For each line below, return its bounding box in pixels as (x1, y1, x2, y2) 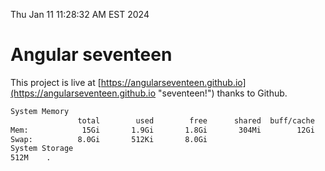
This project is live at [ (10, 76, 102, 88)
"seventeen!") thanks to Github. (157, 87, 288, 99)
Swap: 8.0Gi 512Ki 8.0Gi (10, 134, 208, 144)
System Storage (10, 144, 74, 154)
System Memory (10, 106, 70, 116)
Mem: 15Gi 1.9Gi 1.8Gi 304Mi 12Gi (10, 125, 315, 135)
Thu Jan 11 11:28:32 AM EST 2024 (10, 9, 150, 20)
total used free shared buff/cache (77, 115, 315, 126)
